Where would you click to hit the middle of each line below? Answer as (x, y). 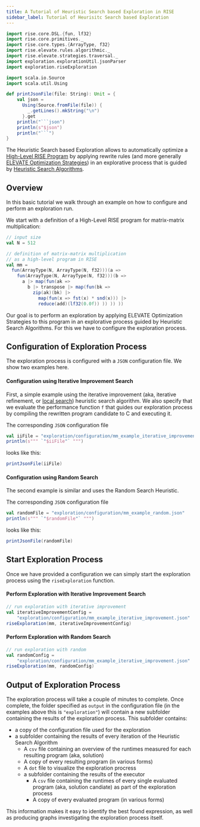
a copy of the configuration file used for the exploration (82, 730)
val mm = (17, 265)
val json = (30, 100)
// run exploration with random (46, 650)
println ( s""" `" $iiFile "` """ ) (45, 442)
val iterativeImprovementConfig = (49, 612)
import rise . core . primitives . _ (45, 39)
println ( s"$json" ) (40, 127)
